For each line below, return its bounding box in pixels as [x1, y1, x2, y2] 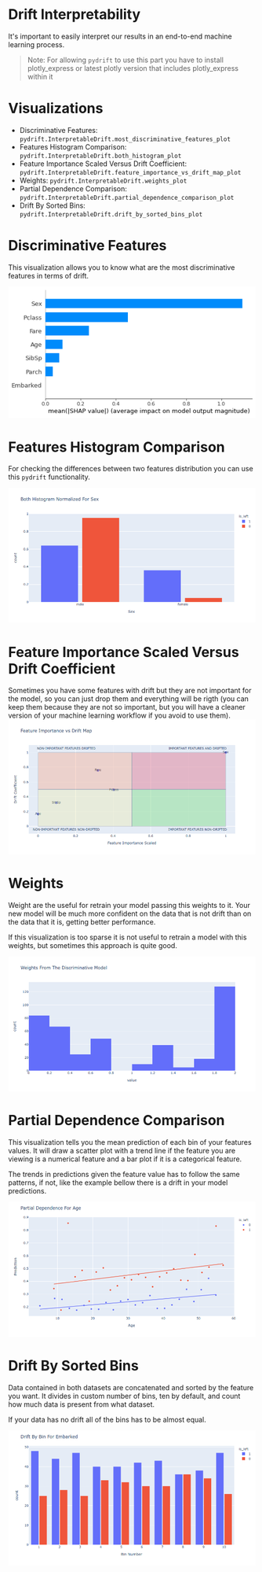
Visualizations [8, 100, 104, 117]
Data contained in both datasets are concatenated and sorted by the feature [8, 1382, 254, 1392]
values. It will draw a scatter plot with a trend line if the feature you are [8, 1146, 236, 1155]
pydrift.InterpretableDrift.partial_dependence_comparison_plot [19, 194, 235, 201]
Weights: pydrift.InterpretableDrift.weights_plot [19, 175, 187, 185]
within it [27, 72, 53, 81]
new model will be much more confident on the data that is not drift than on [8, 909, 252, 918]
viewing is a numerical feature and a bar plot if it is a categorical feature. [8, 1154, 242, 1164]
